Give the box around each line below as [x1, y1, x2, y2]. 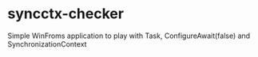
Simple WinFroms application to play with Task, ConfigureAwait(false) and [7, 31, 251, 40]
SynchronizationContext [7, 39, 87, 48]
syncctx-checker [7, 5, 125, 23]
